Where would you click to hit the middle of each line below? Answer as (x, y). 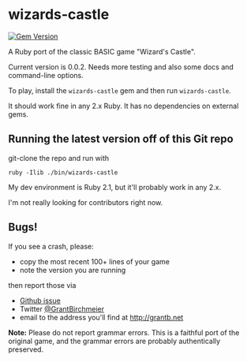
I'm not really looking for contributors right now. (86, 202)
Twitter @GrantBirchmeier (62, 308)
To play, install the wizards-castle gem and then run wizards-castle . (120, 90)
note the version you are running (73, 270)
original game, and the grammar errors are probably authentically (114, 341)
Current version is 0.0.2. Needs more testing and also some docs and (121, 67)
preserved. (26, 349)
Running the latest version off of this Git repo (121, 139)
